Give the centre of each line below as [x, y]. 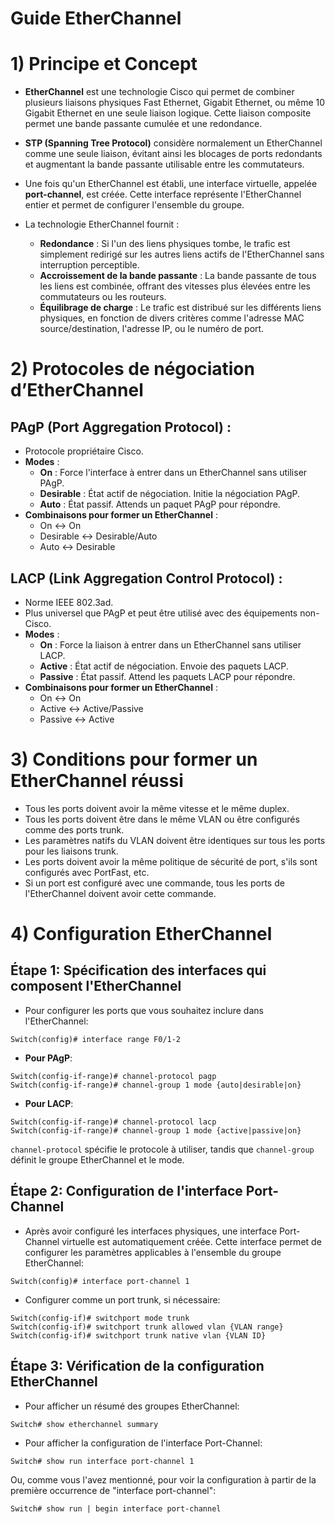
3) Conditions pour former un [134, 759]
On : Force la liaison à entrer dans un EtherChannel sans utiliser [170, 644]
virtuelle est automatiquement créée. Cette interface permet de [191, 1241]
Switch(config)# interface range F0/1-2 [96, 1039]
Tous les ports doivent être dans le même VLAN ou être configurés [162, 819]
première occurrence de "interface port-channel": [113, 1490]
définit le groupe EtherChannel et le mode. [97, 1159]
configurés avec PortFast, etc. [87, 872]
